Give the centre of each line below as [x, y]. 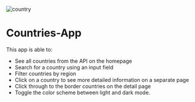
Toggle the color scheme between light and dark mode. [82, 93]
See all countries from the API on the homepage [73, 61]
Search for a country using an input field [64, 67]
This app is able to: [29, 49]
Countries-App [44, 33]
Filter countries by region [45, 74]
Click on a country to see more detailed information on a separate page [102, 79]
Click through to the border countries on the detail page [83, 86]
